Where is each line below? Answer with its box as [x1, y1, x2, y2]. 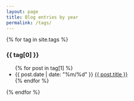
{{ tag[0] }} [6, 51, 39, 59]
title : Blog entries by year [6, 14, 79, 20]
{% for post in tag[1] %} [14, 64, 73, 71]
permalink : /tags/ [6, 20, 52, 26]
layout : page [6, 8, 39, 15]
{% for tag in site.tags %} [6, 36, 68, 43]
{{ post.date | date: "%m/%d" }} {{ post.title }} [14, 71, 128, 78]
